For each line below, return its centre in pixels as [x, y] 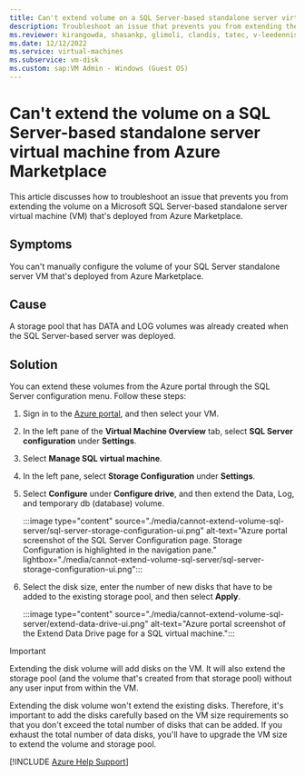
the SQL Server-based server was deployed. [93, 336]
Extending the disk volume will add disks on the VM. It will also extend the [148, 669]
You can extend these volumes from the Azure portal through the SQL [140, 386]
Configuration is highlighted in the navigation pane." [120, 550]
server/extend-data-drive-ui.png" [85, 624]
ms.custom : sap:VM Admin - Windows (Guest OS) [99, 69]
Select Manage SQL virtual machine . [92, 459]
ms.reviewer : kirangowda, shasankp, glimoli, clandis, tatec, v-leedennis [154, 35]
